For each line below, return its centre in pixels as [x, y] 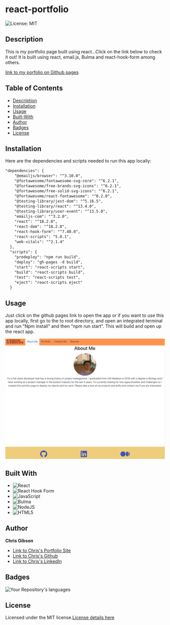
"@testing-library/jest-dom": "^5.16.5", [59, 202]
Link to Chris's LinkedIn [37, 561]
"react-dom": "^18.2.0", [41, 227]
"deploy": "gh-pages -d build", [48, 262]
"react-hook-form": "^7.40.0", [47, 232]
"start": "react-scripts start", [50, 268]
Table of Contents [34, 88]
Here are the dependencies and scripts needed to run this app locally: [78, 161]
